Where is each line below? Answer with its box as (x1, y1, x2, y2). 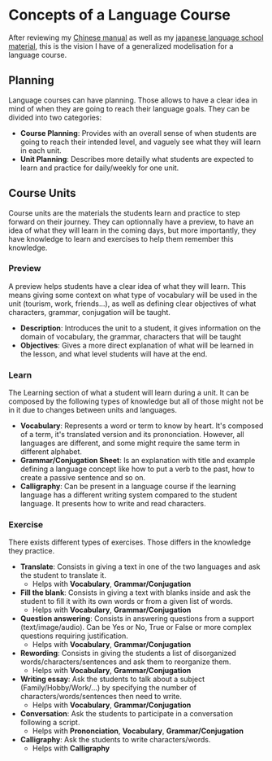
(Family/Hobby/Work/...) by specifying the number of (19, 683, 197, 693)
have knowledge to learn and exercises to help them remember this (8, 234, 234, 243)
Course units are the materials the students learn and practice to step (8, 208, 241, 217)
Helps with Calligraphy (32, 743, 110, 754)
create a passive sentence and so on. (19, 473, 146, 483)
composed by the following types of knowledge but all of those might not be (8, 396, 264, 406)
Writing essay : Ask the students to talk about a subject (19, 674, 205, 684)
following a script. (19, 718, 80, 728)
